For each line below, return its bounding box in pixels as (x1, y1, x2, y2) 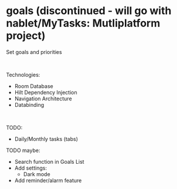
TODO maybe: (6, 147, 40, 154)
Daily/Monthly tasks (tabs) (14, 135, 78, 142)
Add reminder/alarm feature (14, 177, 82, 184)
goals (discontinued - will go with (6, 4, 172, 18)
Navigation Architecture (14, 95, 72, 102)
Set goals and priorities (6, 48, 63, 55)
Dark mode (23, 170, 51, 177)
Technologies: (6, 71, 40, 78)
